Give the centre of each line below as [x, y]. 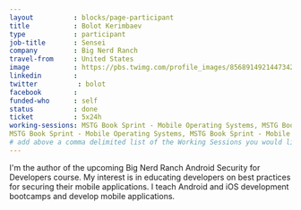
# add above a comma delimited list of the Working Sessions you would [146, 142]
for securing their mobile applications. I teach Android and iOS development [149, 186]
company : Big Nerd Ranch [74, 51]
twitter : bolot [57, 84]
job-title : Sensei [57, 42]
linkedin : [43, 76]
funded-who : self [54, 101]
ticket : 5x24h [56, 117]
